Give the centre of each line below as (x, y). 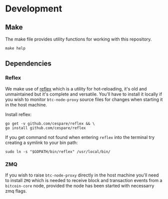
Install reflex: (18, 114)
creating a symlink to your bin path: (41, 142)
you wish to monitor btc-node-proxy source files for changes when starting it (84, 99)
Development (34, 9)
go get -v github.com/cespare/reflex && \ (50, 123)
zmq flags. (16, 191)
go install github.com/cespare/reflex (45, 128)
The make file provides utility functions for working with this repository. (78, 39)
